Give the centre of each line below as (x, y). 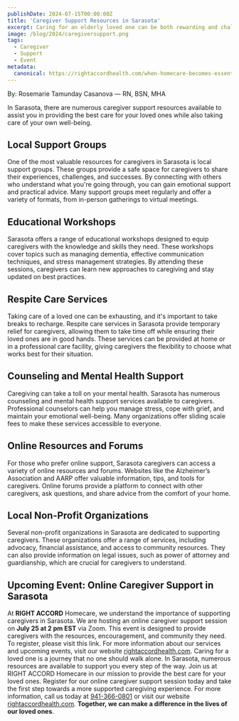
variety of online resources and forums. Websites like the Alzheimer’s (109, 470)
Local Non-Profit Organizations (78, 515)
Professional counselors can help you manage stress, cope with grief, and (116, 408)
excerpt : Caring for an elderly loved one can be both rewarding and (113, 27)
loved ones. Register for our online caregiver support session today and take (119, 681)
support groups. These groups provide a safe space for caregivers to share (118, 169)
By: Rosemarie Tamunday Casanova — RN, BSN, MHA (86, 94)
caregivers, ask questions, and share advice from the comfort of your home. (119, 493)
